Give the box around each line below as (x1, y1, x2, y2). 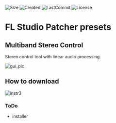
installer (12, 113, 28, 119)
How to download (5, 77, 59, 86)
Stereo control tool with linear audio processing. (5, 54, 101, 59)
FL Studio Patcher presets (5, 22, 112, 33)
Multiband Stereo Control (5, 41, 83, 49)
